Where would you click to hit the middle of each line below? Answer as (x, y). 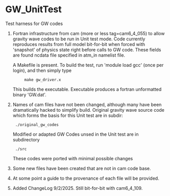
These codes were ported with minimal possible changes (73, 158)
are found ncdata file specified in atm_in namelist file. (69, 55)
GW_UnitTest (34, 9)
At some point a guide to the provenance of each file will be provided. (86, 178)
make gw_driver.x (43, 80)
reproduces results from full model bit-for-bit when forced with (79, 44)
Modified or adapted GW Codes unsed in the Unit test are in (76, 134)
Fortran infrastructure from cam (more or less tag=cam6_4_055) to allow (89, 33)
